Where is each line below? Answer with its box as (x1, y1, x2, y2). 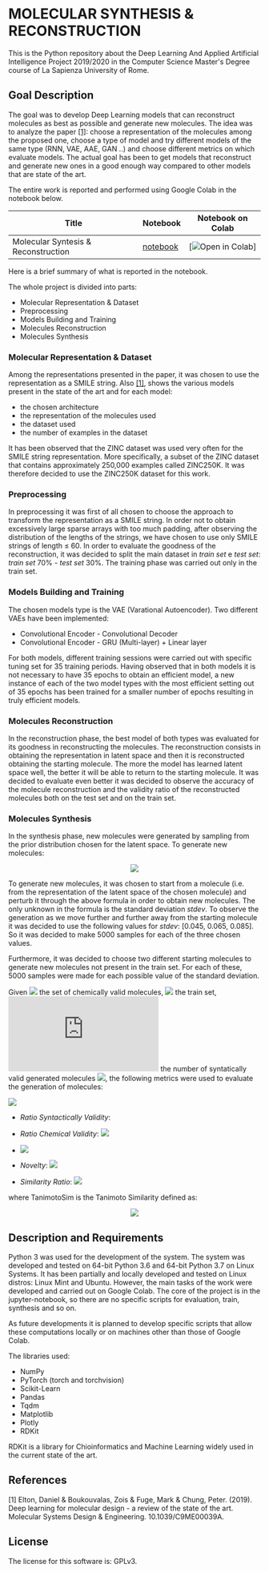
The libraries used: (8, 1351, 70, 1361)
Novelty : (19, 1160, 48, 1170)
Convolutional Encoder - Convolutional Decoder (19, 629, 179, 638)
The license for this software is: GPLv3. (8, 1556, 138, 1566)
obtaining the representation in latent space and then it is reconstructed (8, 750, 245, 760)
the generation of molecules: (8, 1082, 103, 1092)
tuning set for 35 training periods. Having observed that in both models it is (8, 661, 256, 671)
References (8, 1473, 67, 1487)
